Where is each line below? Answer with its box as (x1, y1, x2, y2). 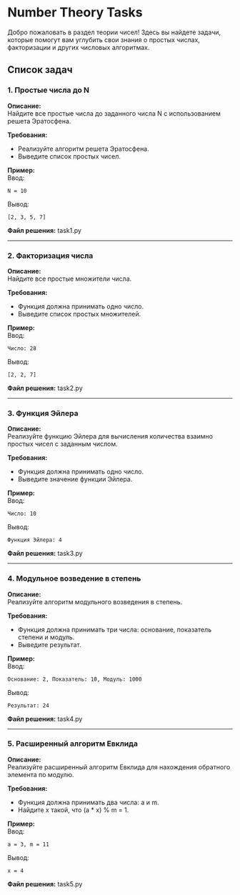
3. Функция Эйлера (7, 408, 79, 418)
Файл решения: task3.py (7, 549, 84, 558)
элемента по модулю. (7, 770, 74, 779)
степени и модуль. (17, 633, 75, 641)
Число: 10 (7, 510, 37, 518)
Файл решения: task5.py (7, 879, 83, 888)
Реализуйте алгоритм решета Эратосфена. (17, 144, 150, 153)
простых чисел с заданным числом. (7, 440, 118, 449)
